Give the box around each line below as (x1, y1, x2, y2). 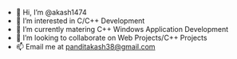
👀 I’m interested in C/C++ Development (15, 16, 145, 26)
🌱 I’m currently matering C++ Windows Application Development (15, 25, 229, 33)
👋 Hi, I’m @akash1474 (15, 8, 87, 17)
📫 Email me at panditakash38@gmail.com (15, 42, 156, 51)
